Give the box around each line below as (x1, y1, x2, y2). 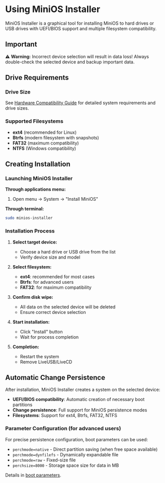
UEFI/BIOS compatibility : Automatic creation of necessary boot (12, 396, 145, 403)
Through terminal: (5, 206, 44, 212)
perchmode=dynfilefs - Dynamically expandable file (12, 451, 119, 457)
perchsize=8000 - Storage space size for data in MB (12, 462, 119, 468)
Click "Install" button (20, 329, 63, 335)
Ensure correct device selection (20, 309, 87, 315)
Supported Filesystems (5, 118, 64, 125)
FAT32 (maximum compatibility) (12, 140, 79, 146)
